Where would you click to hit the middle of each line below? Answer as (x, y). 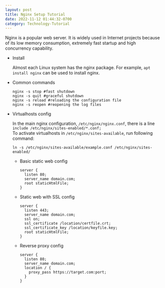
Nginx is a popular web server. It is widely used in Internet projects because (82, 38)
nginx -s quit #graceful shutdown (48, 96)
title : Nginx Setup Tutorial (35, 14)
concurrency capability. (29, 48)
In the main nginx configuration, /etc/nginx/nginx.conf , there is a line (83, 124)
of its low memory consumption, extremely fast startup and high (71, 43)
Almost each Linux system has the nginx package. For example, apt (81, 68)
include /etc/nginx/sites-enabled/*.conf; (57, 128)
